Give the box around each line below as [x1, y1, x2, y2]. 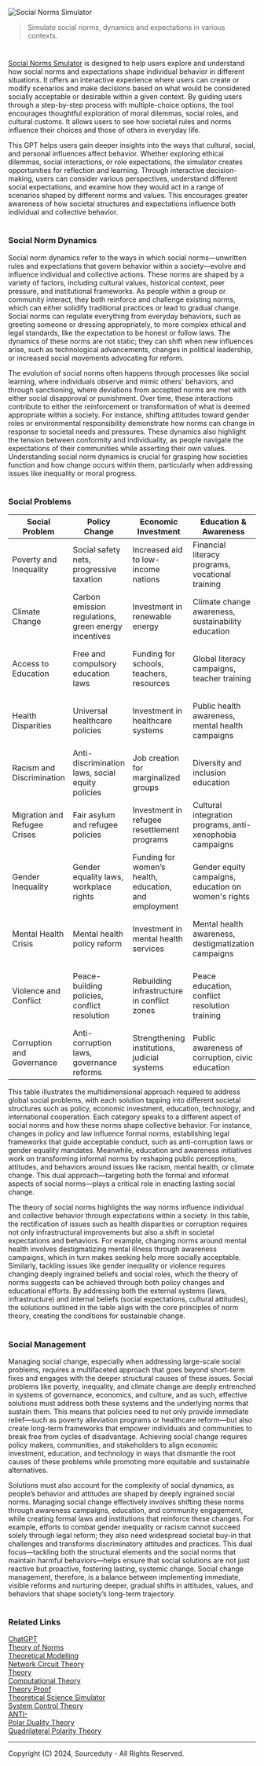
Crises [12, 829, 36, 840]
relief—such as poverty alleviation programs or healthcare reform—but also [8, 1415, 253, 1424]
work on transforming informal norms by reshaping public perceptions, [8, 1154, 237, 1163]
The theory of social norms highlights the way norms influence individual [8, 1202, 244, 1212]
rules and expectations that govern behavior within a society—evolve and [8, 261, 246, 270]
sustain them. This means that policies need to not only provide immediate [8, 1407, 249, 1416]
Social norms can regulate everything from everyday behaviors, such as [8, 311, 241, 321]
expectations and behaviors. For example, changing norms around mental [8, 1236, 247, 1246]
